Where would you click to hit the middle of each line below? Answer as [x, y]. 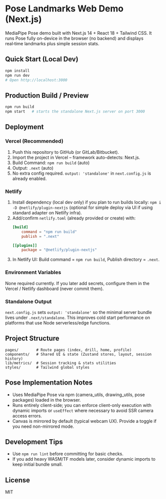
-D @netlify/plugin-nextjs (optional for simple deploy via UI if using [83, 207]
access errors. [27, 415]
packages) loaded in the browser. [46, 400]
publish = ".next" [40, 236]
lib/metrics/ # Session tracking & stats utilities [61, 363]
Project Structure [32, 339]
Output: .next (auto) [33, 168]
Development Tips [34, 442]
